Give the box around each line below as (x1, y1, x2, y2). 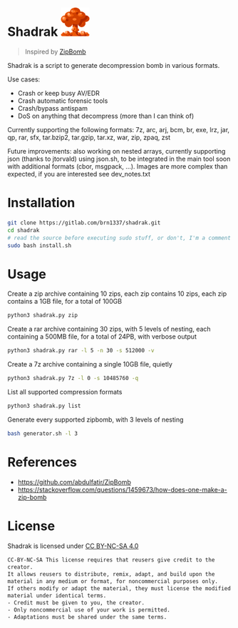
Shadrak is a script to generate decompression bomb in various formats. (7, 61, 220, 69)
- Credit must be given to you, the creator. (7, 599, 145, 607)
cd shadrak (7, 226, 40, 234)
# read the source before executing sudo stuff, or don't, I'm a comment (7, 234, 232, 241)
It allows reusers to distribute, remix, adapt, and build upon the (7, 570, 215, 578)
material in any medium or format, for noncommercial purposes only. (7, 577, 219, 585)
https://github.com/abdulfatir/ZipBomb (17, 477, 132, 486)
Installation (7, 195, 76, 211)
